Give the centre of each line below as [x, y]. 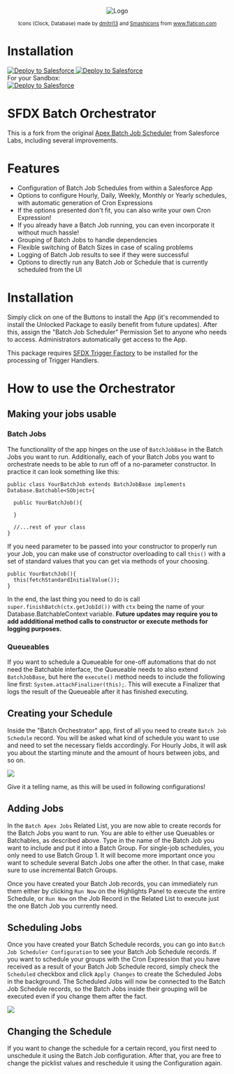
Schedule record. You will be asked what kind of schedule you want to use [114, 737]
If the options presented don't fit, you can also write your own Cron [114, 210]
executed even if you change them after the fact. [78, 996]
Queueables [28, 647]
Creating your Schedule [60, 713]
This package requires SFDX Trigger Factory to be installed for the [103, 353]
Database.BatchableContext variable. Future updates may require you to [112, 614]
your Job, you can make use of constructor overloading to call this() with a [116, 553]
